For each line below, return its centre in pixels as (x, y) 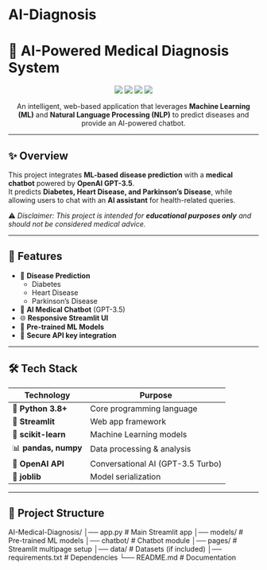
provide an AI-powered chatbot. (133, 123)
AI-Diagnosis (52, 15)
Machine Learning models (139, 434)
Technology (47, 395)
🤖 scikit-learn (39, 434)
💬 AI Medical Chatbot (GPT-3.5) (72, 309)
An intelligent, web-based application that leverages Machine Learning (133, 107)
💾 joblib (27, 476)
